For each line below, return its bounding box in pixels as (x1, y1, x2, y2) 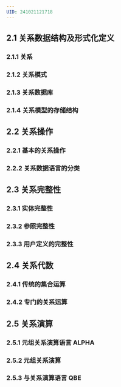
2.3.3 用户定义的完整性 (6, 240, 74, 249)
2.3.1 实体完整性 (6, 204, 54, 213)
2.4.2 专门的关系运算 (6, 298, 68, 306)
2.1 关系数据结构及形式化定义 (6, 33, 115, 43)
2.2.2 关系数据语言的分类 (6, 164, 80, 172)
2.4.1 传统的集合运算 (6, 280, 66, 289)
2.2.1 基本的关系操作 (6, 146, 66, 155)
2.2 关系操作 (6, 127, 54, 137)
